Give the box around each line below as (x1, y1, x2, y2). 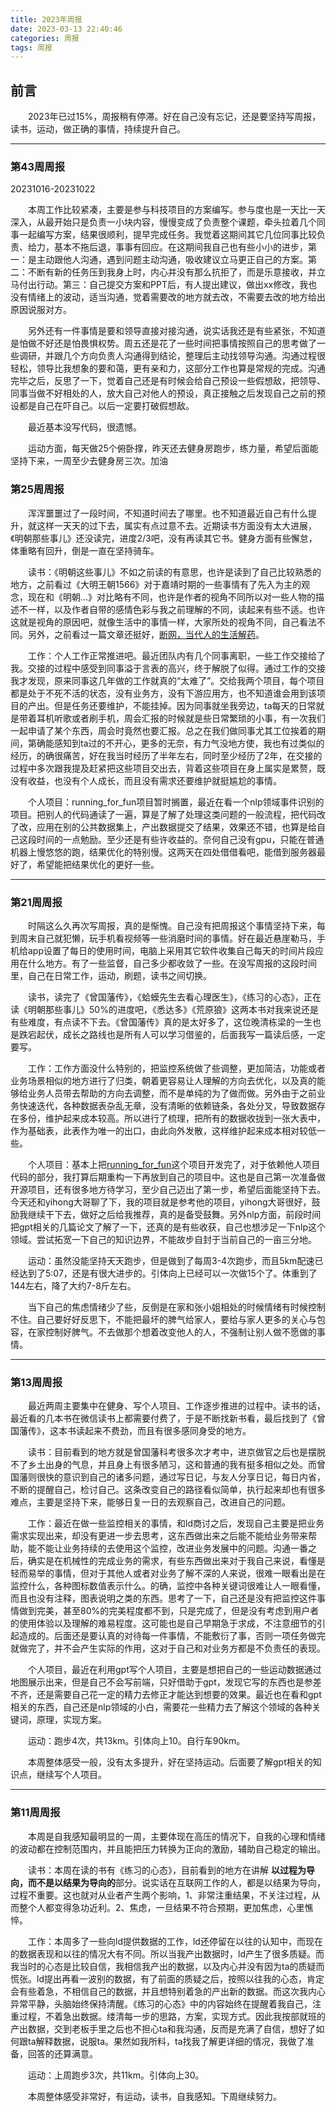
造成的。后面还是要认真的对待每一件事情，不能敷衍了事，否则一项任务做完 (18, 1630, 326, 1642)
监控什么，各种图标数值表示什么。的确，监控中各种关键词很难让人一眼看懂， (10, 1580, 326, 1592)
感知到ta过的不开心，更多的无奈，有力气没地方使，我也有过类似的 (53, 737, 325, 749)
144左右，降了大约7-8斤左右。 (10, 1279, 137, 1291)
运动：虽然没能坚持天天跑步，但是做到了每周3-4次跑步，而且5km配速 (28, 1254, 315, 1266)
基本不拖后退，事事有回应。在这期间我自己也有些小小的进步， (53, 241, 308, 253)
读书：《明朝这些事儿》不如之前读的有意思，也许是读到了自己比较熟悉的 (28, 566, 322, 578)
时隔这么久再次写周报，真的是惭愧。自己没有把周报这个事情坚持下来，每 (28, 919, 326, 931)
